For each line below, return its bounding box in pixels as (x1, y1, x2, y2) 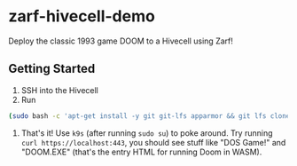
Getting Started (8, 61, 96, 76)
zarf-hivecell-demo (8, 6, 156, 27)
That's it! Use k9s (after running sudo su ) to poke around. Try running (20, 127, 273, 138)
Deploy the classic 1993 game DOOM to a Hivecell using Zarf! (8, 36, 234, 46)
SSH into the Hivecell (20, 84, 98, 95)
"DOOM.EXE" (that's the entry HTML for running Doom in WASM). (20, 146, 262, 157)
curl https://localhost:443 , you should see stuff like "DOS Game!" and (20, 137, 286, 147)
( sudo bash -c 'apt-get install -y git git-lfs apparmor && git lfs (8, 111, 267, 121)
